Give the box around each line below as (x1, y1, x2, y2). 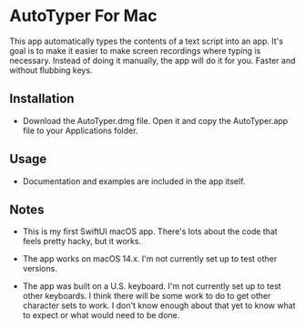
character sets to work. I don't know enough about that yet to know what (22, 300, 296, 311)
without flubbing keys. (9, 65, 93, 76)
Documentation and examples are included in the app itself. (22, 175, 246, 187)
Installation (9, 91, 75, 107)
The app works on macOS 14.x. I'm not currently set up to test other (22, 253, 278, 264)
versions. (22, 263, 57, 274)
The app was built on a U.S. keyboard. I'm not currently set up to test (22, 281, 281, 292)
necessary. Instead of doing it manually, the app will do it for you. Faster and (9, 55, 296, 66)
